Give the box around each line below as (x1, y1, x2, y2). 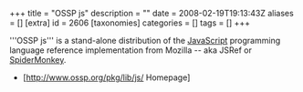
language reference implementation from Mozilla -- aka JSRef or (9, 45, 253, 56)
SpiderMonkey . (9, 55, 67, 65)
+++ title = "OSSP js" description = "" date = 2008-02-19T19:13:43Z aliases (9, 8, 294, 18)
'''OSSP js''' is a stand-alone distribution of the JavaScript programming (9, 36, 281, 46)
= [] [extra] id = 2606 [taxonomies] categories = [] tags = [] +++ (9, 17, 251, 28)
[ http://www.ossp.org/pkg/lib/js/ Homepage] (22, 72, 191, 83)
